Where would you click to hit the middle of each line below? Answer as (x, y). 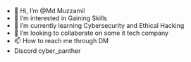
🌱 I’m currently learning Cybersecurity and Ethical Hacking (99, 25)
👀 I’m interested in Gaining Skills (61, 18)
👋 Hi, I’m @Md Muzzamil (49, 11)
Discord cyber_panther (47, 51)
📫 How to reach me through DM (61, 41)
